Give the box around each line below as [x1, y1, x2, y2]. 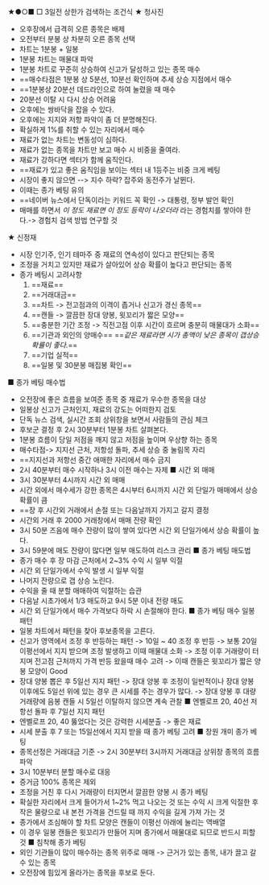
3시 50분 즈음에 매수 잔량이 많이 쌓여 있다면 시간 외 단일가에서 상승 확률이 [19, 526, 251, 535]
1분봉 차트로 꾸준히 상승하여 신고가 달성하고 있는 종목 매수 [19, 64, 201, 74]
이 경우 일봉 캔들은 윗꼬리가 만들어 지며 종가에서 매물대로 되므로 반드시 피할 [19, 828, 256, 837]
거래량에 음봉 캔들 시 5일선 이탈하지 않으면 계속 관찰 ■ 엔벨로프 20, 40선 [19, 697, 249, 706]
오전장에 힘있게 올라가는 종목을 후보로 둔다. [19, 868, 155, 877]
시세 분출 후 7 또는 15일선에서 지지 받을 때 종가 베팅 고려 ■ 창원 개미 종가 [19, 727, 249, 736]
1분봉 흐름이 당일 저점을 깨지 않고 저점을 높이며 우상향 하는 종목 [19, 435, 218, 445]
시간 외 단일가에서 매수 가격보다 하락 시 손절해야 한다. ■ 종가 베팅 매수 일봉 [19, 606, 255, 615]
